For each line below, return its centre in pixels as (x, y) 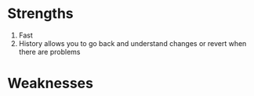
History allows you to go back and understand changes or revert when (132, 43)
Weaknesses (50, 84)
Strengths (40, 14)
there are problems (49, 52)
